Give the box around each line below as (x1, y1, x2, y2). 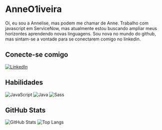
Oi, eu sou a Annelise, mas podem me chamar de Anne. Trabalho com (5, 20, 149, 26)
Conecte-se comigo (5, 50, 68, 59)
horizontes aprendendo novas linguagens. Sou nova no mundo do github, (5, 30, 156, 36)
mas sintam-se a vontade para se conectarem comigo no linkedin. (5, 36, 141, 42)
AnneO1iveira (5, 3, 62, 15)
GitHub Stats (5, 106, 46, 114)
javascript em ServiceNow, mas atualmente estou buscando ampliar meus (5, 25, 157, 31)
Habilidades (5, 78, 43, 87)
